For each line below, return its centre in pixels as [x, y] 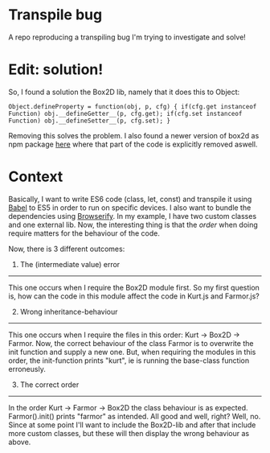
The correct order [49, 385]
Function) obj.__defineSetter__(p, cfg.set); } [90, 121]
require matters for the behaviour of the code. [84, 233]
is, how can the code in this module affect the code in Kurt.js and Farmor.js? [134, 296]
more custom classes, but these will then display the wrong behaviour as [129, 433]
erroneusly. [27, 369]
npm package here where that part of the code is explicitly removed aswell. [133, 144]
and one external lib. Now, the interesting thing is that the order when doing [133, 224]
